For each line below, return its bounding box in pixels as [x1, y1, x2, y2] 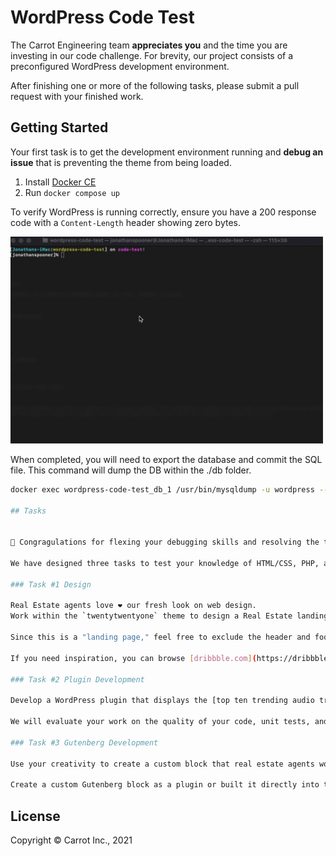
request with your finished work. [10, 90, 144, 102]
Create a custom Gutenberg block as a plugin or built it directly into [10, 780, 320, 790]
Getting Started [10, 119, 109, 136]
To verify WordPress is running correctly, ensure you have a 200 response [10, 206, 317, 218]
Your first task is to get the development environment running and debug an [10, 146, 324, 158]
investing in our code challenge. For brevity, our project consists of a [10, 49, 294, 61]
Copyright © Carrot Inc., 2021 [10, 834, 133, 846]
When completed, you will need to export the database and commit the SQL [10, 453, 323, 465]
